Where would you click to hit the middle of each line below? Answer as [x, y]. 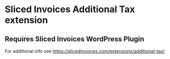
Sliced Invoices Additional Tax [70, 9]
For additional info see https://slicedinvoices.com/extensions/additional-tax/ [85, 51]
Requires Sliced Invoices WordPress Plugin [75, 39]
